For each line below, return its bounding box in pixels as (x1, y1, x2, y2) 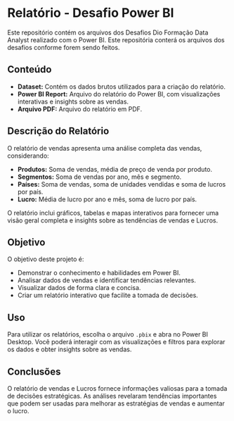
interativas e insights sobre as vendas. (17, 97, 129, 106)
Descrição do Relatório (7, 125, 110, 137)
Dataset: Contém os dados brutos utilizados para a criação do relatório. (17, 82, 226, 91)
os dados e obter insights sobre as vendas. (7, 345, 132, 353)
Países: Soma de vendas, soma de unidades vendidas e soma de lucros (17, 180, 226, 188)
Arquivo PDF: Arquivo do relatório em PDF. (17, 104, 143, 113)
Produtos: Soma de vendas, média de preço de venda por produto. (17, 165, 213, 173)
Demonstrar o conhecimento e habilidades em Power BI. (17, 269, 181, 277)
